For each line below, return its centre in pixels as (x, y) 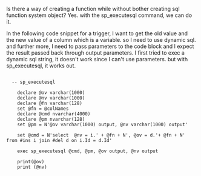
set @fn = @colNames (43, 109)
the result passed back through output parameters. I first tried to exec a (95, 53)
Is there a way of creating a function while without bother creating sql (93, 9)
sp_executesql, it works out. (41, 66)
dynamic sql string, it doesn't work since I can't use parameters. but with (97, 59)
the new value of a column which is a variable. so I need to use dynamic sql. (101, 40)
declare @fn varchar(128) (50, 103)
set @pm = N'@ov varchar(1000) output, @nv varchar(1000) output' (103, 124)
